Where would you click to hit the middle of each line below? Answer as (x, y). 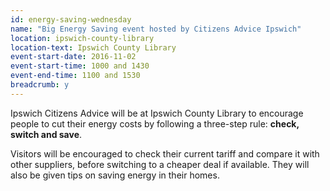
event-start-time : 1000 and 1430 (80, 66)
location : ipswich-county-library (82, 38)
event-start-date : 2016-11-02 (73, 57)
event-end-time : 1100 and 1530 (75, 76)
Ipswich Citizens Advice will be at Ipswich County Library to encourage (157, 113)
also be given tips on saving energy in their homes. (115, 175)
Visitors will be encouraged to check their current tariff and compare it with (165, 153)
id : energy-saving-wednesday (71, 19)
